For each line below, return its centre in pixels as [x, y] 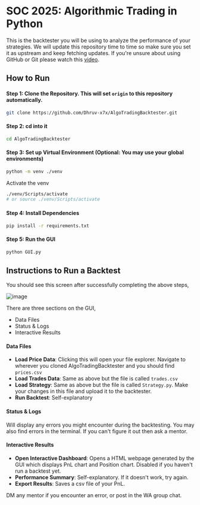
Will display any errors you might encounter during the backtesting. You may [100, 425]
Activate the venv [28, 183]
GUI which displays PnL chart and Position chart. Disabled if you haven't [104, 464]
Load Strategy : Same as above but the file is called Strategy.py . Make [101, 385]
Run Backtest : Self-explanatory [54, 398]
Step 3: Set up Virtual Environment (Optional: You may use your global [95, 152]
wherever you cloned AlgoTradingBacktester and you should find [95, 366]
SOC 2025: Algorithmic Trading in [92, 11]
